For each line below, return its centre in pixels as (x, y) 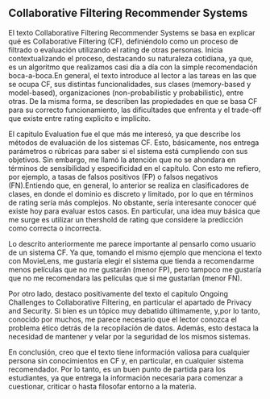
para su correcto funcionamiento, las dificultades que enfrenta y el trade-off (135, 110)
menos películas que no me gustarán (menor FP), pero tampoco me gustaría (135, 269)
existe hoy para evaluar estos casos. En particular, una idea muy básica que (134, 211)
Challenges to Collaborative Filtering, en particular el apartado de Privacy (130, 302)
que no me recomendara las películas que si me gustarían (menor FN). (125, 278)
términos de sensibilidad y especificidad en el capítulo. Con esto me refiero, (135, 168)
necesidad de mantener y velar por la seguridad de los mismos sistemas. (130, 336)
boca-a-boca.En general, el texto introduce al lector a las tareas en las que (133, 75)
